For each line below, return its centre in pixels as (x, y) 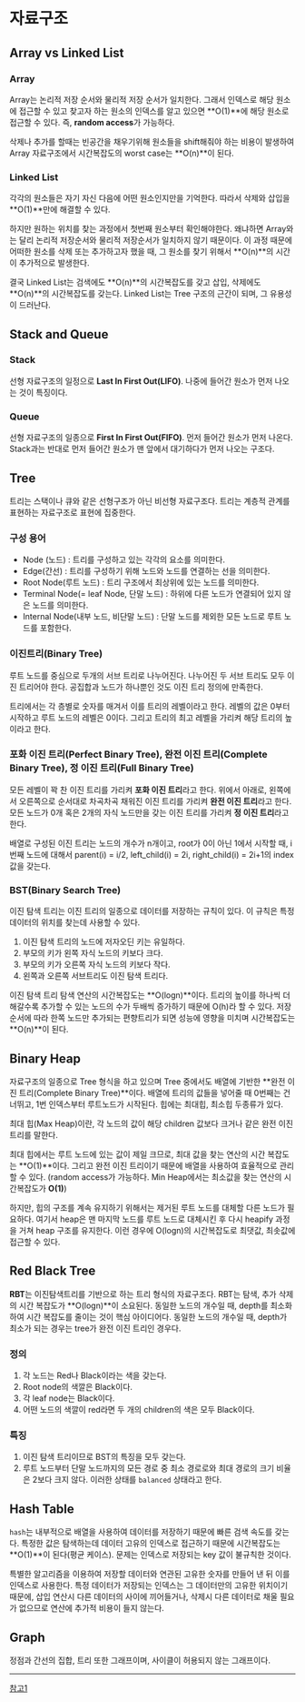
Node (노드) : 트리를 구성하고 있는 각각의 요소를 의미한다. (123, 559)
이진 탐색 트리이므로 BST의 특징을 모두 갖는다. (104, 1457)
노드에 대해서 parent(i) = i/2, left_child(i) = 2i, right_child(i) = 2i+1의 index (160, 854)
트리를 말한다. (34, 1134)
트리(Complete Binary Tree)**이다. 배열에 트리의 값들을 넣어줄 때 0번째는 (150, 1093)
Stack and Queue (59, 334)
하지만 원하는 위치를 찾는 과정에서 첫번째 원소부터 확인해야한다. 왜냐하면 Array (148, 229)
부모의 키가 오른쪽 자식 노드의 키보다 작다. (96, 964)
